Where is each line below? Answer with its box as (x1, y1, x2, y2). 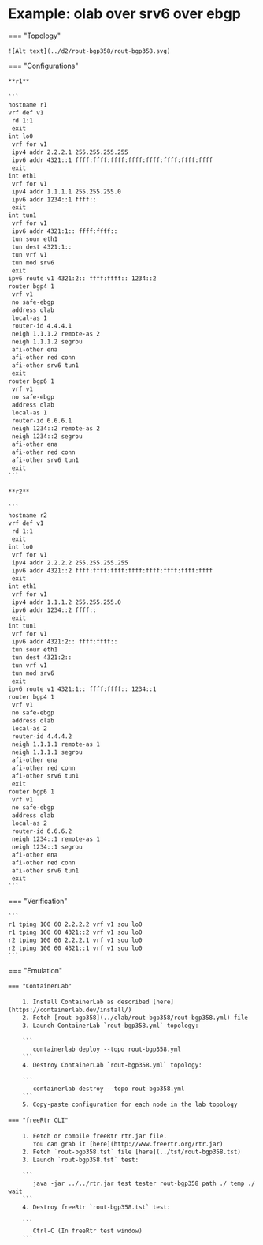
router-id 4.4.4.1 (11, 321, 72, 330)
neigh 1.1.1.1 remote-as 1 (11, 740, 101, 748)
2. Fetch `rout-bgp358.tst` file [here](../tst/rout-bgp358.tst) (22, 1148, 242, 1156)
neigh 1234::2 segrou (11, 432, 83, 441)
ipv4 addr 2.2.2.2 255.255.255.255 (11, 558, 128, 567)
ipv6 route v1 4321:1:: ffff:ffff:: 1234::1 (8, 684, 157, 693)
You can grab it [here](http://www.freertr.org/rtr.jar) (32, 1140, 224, 1148)
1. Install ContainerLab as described (22, 998, 150, 1006)
